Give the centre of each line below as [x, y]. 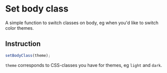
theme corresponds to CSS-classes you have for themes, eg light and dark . [84, 65]
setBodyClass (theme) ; [28, 55]
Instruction [23, 44]
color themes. [20, 28]
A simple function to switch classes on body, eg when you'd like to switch [82, 23]
